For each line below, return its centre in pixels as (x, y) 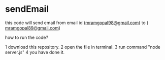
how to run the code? (27, 37)
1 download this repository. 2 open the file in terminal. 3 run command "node (83, 47)
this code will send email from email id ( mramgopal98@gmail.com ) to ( (77, 23)
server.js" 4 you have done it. (35, 52)
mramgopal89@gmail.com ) (33, 28)
